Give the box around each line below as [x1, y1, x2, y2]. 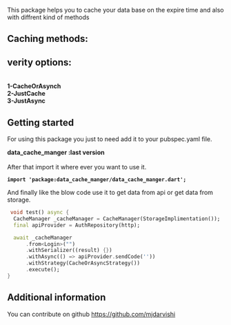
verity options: [7, 56, 72, 68]
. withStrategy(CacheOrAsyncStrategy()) [25, 260, 140, 267]
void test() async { [10, 209, 70, 216]
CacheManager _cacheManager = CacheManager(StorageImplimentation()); [13, 215, 221, 222]
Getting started [7, 116, 74, 128]
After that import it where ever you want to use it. [7, 163, 147, 171]
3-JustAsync [7, 96, 46, 105]
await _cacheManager [13, 234, 72, 241]
